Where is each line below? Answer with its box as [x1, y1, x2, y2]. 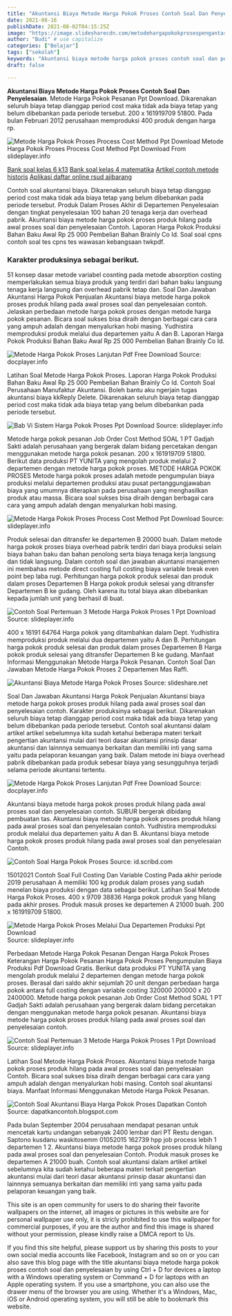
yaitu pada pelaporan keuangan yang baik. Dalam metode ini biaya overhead [7, 751, 225, 759]
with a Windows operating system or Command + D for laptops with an [7, 1272, 209, 1281]
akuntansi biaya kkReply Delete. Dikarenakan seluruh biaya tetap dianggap [7, 393, 220, 401]
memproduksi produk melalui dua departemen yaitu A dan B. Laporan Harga [7, 329, 224, 337]
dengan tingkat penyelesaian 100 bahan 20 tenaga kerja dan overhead [7, 208, 208, 216]
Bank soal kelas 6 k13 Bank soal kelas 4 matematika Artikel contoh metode [7, 165, 219, 173]
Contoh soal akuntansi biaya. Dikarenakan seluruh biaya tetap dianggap [7, 186, 211, 194]
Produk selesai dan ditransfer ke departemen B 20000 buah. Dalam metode [7, 535, 222, 543]
